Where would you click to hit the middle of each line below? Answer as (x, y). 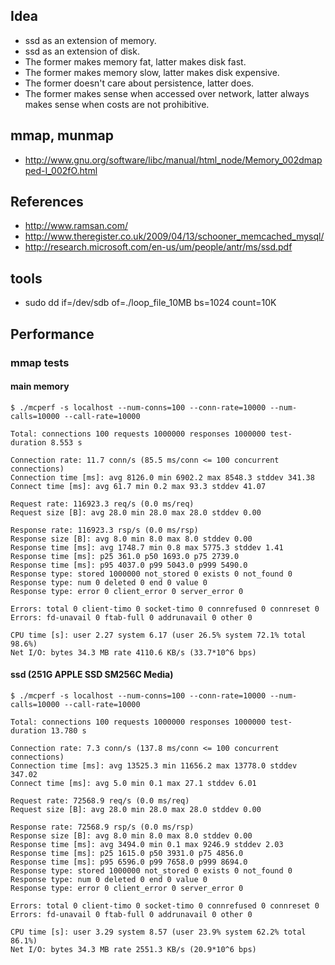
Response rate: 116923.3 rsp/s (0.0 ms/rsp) (104, 530)
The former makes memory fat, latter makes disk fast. (135, 61)
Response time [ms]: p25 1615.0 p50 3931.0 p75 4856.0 (127, 853)
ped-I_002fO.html (61, 170)
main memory (40, 386)
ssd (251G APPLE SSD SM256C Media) (92, 675)
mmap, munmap (62, 135)
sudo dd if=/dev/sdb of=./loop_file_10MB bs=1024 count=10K (150, 303)
